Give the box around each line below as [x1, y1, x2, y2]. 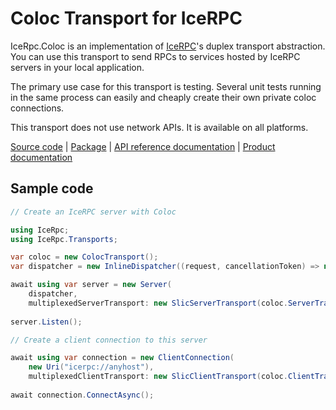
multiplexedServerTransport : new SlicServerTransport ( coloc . [28, 298, 288, 308]
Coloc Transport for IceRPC [10, 7, 243, 30]
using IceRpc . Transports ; [10, 234, 118, 244]
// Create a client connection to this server [10, 335, 208, 345]
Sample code [10, 180, 94, 197]
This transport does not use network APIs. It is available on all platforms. [10, 121, 309, 133]
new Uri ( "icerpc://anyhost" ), [28, 362, 155, 372]
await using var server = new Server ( [10, 280, 172, 290]
